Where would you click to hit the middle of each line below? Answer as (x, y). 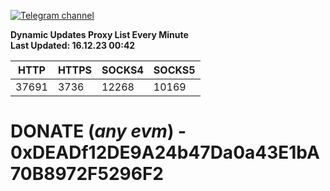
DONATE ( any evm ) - (98, 131)
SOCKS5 (174, 70)
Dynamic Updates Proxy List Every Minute (99, 34)
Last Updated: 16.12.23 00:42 (73, 45)
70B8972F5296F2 (87, 174)
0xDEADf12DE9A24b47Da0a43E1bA (165, 152)
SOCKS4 (122, 70)
